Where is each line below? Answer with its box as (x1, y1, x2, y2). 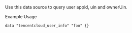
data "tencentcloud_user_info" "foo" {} (5, 23, 90, 28)
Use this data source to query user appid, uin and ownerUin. (5, 4, 128, 10)
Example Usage (5, 14, 37, 19)
